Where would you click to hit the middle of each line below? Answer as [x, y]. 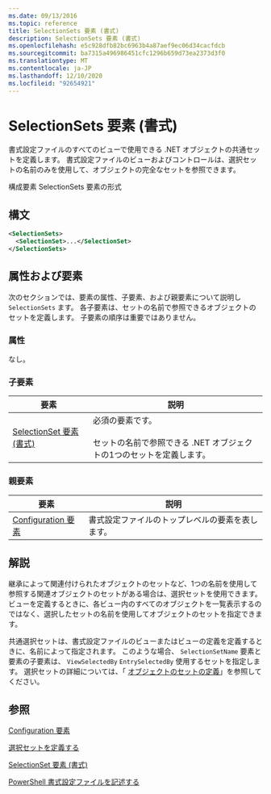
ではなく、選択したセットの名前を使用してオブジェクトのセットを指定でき [132, 614]
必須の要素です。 [125, 420]
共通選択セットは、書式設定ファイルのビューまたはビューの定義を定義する [132, 641]
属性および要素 [46, 276]
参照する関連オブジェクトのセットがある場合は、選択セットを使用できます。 [135, 594]
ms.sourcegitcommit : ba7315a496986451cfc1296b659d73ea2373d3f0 [117, 53]
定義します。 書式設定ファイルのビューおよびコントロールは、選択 [133, 160]
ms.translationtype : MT [48, 61]
